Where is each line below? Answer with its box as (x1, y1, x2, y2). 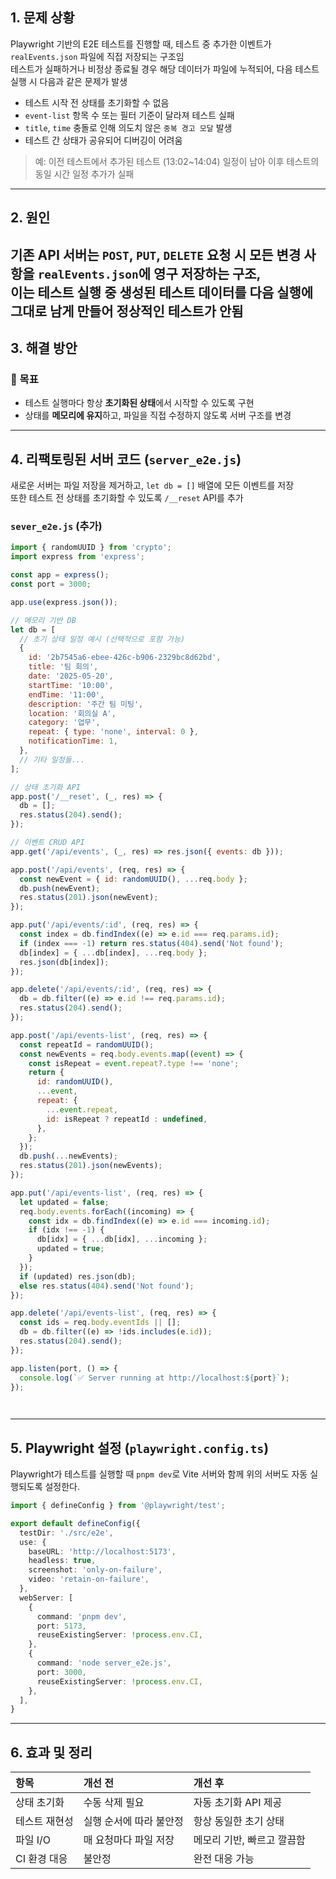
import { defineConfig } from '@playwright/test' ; (10, 1501, 226, 1511)
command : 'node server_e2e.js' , (36, 1658, 172, 1668)
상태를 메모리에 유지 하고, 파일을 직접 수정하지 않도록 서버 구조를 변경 (24, 409, 292, 422)
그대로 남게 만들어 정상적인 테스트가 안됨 (10, 303, 244, 320)
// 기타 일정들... (19, 754, 86, 765)
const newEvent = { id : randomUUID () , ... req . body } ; (19, 874, 248, 884)
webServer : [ (19, 1593, 74, 1603)
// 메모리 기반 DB (10, 615, 77, 625)
